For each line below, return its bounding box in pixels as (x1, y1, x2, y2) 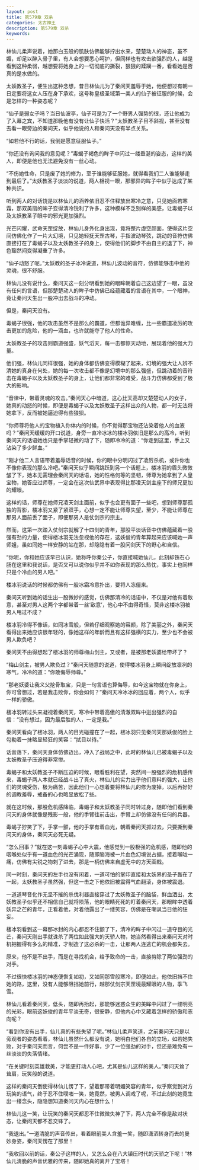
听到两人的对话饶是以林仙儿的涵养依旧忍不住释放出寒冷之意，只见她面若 (6, 197, 182, 204)
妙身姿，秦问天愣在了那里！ (6, 1137, 74, 1145)
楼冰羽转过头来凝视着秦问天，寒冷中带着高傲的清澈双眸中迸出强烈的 (6, 709, 172, 716)
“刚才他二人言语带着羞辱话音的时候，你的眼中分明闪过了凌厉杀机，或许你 (6, 457, 185, 464)
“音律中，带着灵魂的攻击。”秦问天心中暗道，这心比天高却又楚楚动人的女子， (6, 395, 190, 402)
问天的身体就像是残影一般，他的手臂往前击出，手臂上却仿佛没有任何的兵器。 (6, 811, 193, 818)
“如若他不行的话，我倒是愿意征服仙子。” (6, 138, 102, 145)
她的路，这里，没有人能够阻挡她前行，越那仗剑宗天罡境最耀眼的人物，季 (6, 980, 182, 987)
